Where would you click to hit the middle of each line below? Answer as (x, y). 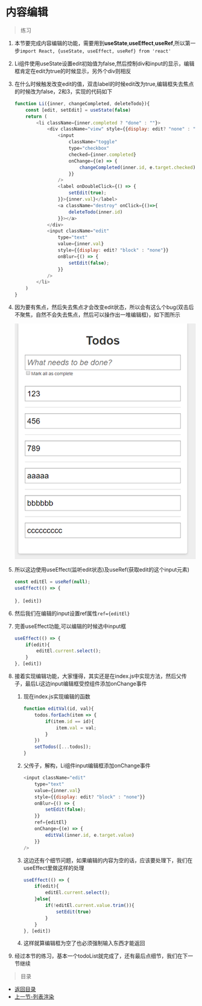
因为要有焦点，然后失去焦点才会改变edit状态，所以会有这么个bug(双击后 (104, 307)
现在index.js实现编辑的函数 (57, 697)
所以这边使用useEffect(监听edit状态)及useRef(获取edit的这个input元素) (102, 570)
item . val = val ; (76, 728)
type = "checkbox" (89, 149)
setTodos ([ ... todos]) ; (63, 747)
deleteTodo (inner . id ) (96, 212)
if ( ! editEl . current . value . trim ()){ (90, 906)
